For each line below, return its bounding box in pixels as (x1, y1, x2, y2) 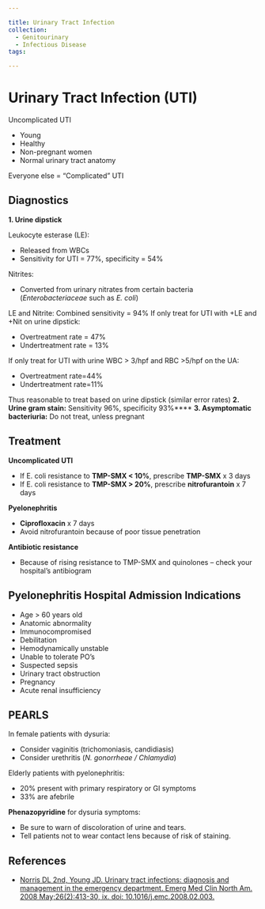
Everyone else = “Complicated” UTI (8, 171, 124, 180)
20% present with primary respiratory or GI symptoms (19, 784, 196, 793)
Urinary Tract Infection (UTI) (8, 89, 198, 107)
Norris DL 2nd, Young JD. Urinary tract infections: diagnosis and (19, 875, 229, 884)
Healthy (19, 139, 46, 149)
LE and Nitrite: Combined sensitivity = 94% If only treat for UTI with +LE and (8, 308, 257, 317)
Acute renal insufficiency (19, 685, 101, 695)
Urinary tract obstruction (19, 668, 100, 678)
